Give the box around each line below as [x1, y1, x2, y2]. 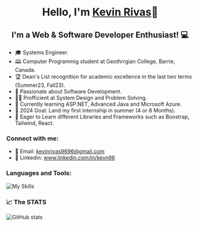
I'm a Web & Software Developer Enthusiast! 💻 [11, 30, 189, 40]
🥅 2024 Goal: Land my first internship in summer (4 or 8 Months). [14, 107, 176, 114]
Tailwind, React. [14, 120, 54, 127]
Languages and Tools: [6, 169, 72, 177]
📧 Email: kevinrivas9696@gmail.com [14, 148, 105, 155]
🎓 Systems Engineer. [14, 49, 69, 56]
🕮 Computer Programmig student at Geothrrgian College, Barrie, [14, 58, 175, 65]
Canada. [14, 67, 36, 73]
